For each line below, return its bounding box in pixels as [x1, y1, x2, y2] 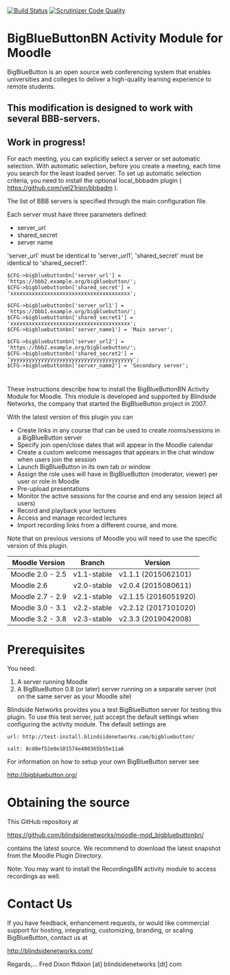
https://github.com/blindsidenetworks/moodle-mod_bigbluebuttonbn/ [7, 831, 205, 839]
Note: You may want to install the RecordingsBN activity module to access [7, 865, 216, 873]
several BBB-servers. [7, 113, 101, 125]
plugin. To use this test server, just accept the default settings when [7, 713, 199, 721]
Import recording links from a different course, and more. [16, 521, 179, 529]
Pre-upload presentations [16, 485, 90, 493]
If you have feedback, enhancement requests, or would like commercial [7, 919, 209, 927]
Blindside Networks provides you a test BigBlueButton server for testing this [7, 706, 222, 714]
